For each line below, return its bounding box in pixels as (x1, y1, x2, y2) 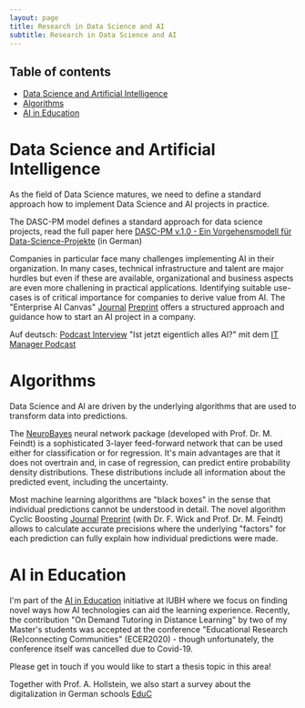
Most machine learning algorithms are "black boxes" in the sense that (9, 494, 271, 506)
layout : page (9, 13, 59, 23)
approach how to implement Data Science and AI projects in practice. (9, 199, 270, 210)
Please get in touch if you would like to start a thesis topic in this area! (9, 662, 271, 672)
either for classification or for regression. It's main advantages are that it (9, 447, 280, 458)
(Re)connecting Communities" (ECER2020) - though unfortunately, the (9, 634, 275, 644)
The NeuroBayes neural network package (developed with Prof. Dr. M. (9, 428, 273, 439)
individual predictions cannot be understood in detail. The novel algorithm (9, 504, 287, 515)
